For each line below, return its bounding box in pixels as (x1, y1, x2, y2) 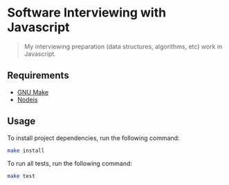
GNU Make (17, 88, 49, 96)
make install (7, 147, 45, 154)
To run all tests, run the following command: (7, 159, 133, 168)
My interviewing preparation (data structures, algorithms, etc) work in (24, 42, 223, 50)
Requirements (7, 70, 69, 81)
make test (7, 173, 36, 180)
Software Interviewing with (7, 5, 167, 21)
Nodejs (17, 95, 38, 104)
